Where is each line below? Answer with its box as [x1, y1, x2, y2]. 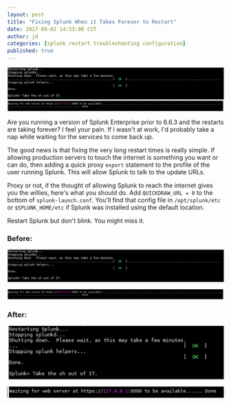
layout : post [7, 11, 45, 18]
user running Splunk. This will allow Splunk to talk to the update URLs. [7, 167, 205, 176]
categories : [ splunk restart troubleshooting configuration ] [7, 40, 186, 48]
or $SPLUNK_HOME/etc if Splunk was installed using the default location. [7, 203, 205, 211]
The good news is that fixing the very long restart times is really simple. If [7, 145, 215, 154]
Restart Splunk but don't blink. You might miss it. [7, 216, 145, 225]
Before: [7, 233, 33, 243]
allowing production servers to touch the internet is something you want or [7, 153, 219, 161]
